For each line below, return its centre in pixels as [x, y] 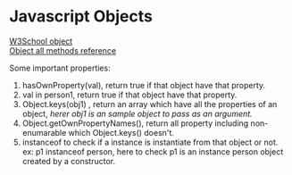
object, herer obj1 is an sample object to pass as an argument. [137, 113]
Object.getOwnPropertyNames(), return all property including [135, 123]
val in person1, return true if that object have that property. [129, 95]
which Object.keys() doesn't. [121, 132]
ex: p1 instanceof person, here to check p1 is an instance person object [153, 151]
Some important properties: [60, 68]
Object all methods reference [63, 50]
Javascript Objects [81, 17]
